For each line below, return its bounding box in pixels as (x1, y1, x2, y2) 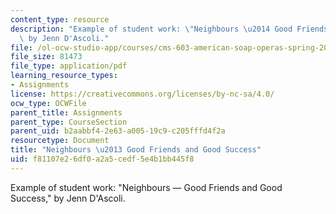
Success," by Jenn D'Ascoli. (10, 192, 126, 204)
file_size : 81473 (10, 52, 83, 62)
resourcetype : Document (10, 136, 110, 146)
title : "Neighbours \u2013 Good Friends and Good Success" (10, 145, 262, 155)
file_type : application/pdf (10, 61, 128, 71)
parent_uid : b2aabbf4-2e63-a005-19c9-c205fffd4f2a (10, 126, 226, 136)
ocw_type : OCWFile (10, 98, 87, 108)
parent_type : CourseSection (10, 117, 128, 127)
